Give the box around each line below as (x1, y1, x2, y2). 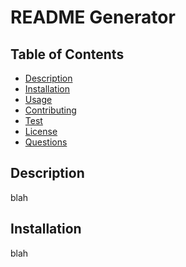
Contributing (24, 104, 77, 116)
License (24, 126, 58, 137)
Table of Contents (10, 46, 125, 63)
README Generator (10, 6, 176, 29)
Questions (24, 136, 68, 148)
